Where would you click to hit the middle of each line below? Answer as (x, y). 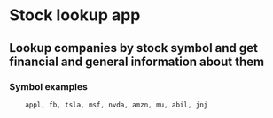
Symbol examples (49, 86)
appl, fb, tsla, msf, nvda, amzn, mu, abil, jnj (117, 105)
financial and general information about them (136, 61)
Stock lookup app (75, 15)
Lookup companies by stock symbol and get (134, 48)
